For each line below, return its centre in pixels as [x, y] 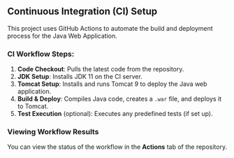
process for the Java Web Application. [62, 36]
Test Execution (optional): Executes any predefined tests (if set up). [115, 114]
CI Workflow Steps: [41, 54]
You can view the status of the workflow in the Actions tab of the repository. [117, 147]
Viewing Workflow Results [53, 132]
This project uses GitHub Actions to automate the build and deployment [110, 28]
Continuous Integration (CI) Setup [82, 12]
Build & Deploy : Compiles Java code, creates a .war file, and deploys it [119, 99]
